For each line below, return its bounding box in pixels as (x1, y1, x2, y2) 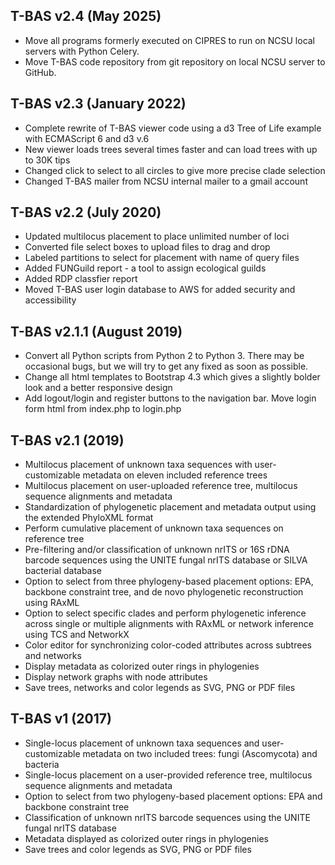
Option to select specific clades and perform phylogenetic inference (24, 607, 307, 619)
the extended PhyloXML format (24, 512, 154, 524)
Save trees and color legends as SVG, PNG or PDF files (24, 843, 252, 855)
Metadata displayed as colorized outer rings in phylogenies (24, 832, 269, 844)
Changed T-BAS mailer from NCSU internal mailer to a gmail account (24, 175, 308, 187)
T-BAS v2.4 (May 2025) (10, 8, 162, 25)
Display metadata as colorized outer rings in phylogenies (24, 660, 260, 673)
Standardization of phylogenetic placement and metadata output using (24, 501, 317, 513)
